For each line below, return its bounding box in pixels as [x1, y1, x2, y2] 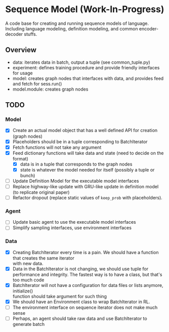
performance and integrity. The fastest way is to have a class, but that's [12, 271, 162, 277]
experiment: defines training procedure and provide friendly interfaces [12, 64, 160, 70]
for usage [12, 70, 33, 76]
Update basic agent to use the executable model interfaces [12, 219, 136, 225]
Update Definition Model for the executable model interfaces [12, 178, 139, 184]
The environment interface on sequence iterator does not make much [12, 304, 158, 310]
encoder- [139, 25, 158, 31]
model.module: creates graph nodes [12, 86, 89, 92]
